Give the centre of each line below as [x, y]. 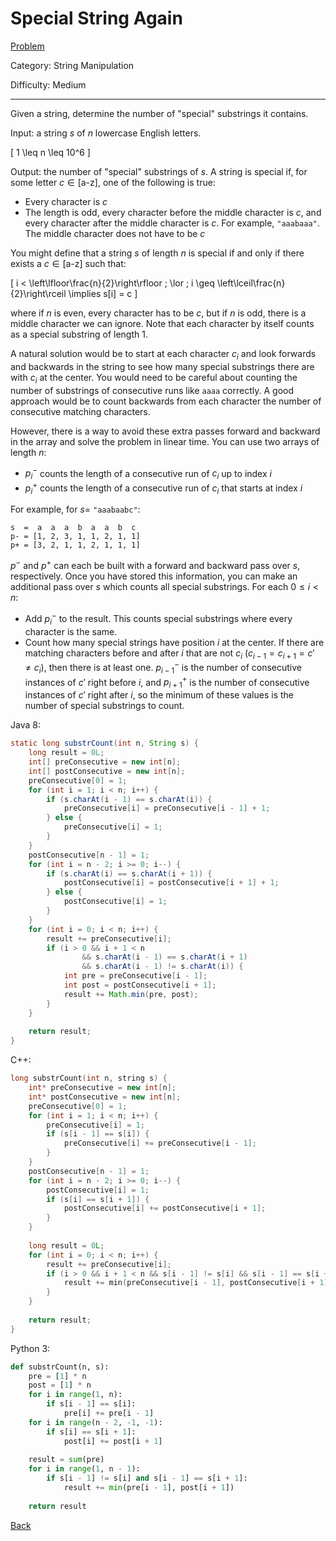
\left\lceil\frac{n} [251, 283]
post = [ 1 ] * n [60, 1385]
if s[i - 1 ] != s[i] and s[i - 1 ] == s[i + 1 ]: [147, 1478]
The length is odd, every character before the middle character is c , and [173, 212]
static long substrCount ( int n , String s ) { [104, 743]
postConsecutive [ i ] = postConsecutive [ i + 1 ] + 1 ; [171, 883]
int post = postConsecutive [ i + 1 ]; [140, 985]
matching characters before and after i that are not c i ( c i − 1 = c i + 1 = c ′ [169, 654]
